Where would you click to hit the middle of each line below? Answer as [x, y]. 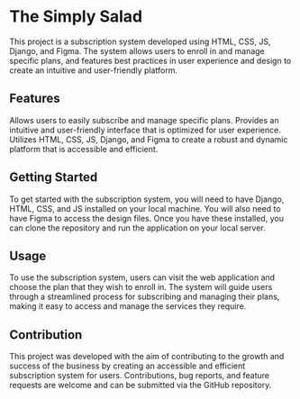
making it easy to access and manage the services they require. [128, 306]
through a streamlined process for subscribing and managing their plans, [145, 297]
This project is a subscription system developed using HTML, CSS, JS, [140, 41]
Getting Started [54, 177]
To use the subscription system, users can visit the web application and [142, 277]
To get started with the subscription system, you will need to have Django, [147, 199]
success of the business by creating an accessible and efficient [127, 366]
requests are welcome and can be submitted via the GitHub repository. [141, 385]
